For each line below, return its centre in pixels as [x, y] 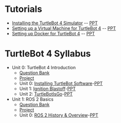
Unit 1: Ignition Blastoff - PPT [47, 89]
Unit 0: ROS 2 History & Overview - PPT [59, 115]
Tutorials [23, 9]
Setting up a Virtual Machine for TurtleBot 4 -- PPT [64, 28]
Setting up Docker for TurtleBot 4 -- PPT [53, 33]
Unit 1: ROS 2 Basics [33, 99]
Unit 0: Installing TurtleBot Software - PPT [61, 83]
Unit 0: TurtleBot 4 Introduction [44, 67]
